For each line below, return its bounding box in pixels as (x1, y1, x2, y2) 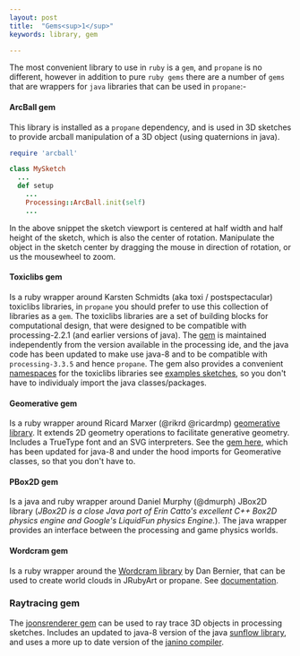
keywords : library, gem (9, 30, 99, 39)
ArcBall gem (9, 101, 56, 112)
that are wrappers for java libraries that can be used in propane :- (9, 82, 247, 92)
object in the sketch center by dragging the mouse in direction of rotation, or (9, 241, 292, 252)
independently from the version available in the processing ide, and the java (9, 339, 289, 350)
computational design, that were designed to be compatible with (9, 320, 247, 331)
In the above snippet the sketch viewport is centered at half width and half (9, 222, 284, 233)
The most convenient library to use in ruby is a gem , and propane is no (9, 62, 262, 73)
